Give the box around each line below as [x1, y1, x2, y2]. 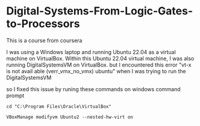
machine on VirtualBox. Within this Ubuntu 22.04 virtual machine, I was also [6, 55, 195, 62]
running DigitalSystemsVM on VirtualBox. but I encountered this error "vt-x [6, 61, 192, 68]
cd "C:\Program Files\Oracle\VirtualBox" [6, 103, 112, 109]
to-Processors [6, 17, 80, 31]
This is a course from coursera [6, 37, 83, 44]
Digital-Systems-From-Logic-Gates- [6, 4, 193, 18]
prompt [6, 92, 25, 99]
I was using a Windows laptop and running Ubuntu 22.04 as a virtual [6, 48, 176, 55]
